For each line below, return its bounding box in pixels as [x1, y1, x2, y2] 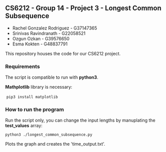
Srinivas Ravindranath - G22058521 [12, 30, 86, 36]
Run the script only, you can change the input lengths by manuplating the [5, 117, 156, 124]
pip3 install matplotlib [6, 95, 58, 100]
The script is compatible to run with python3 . [5, 74, 99, 80]
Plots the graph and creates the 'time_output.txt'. [5, 141, 106, 147]
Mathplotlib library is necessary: [5, 84, 72, 90]
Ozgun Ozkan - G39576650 [12, 35, 70, 41]
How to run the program [5, 106, 64, 113]
